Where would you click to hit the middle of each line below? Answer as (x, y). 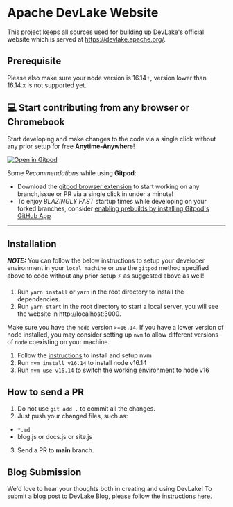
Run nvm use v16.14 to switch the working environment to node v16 (113, 370)
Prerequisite (34, 61)
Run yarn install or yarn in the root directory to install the (101, 292)
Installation (32, 244)
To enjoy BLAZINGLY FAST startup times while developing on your (112, 201)
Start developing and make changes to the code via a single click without (112, 139)
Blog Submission (44, 472)
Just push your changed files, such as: (72, 416)
